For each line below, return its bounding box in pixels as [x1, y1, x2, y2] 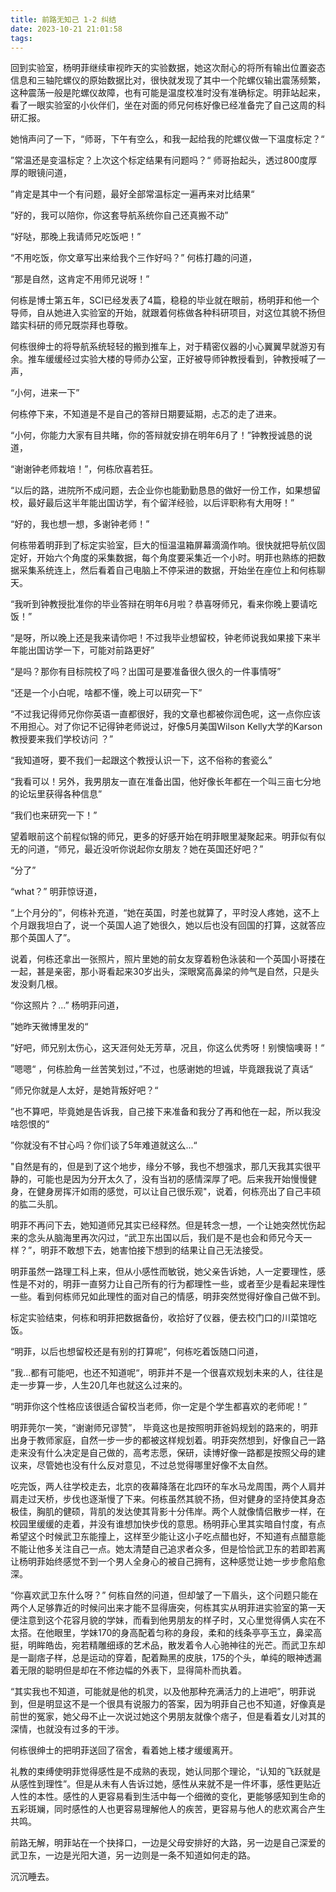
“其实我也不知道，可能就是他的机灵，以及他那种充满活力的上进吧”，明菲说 [10, 1686, 317, 1698]
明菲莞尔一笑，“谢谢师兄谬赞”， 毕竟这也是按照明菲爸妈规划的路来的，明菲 [10, 1422, 319, 1434]
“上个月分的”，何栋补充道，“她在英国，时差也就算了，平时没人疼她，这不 [10, 907, 312, 919]
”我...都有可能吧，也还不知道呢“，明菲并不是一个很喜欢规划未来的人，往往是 [10, 1367, 324, 1379]
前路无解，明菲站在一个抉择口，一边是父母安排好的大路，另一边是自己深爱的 [10, 1837, 326, 1849]
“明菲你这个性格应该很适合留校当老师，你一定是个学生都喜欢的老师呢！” [10, 1401, 308, 1413]
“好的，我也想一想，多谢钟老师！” [10, 518, 150, 530]
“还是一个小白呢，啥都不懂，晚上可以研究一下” [10, 687, 203, 699]
